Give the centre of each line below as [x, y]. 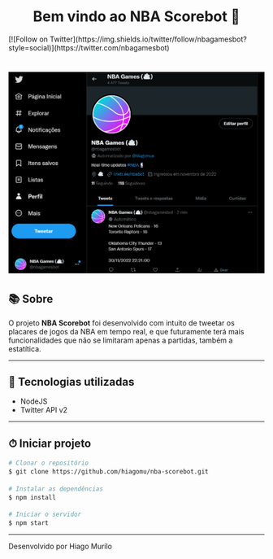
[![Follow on [28, 39]
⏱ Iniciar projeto [50, 443]
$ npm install [32, 497]
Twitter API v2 [43, 410]
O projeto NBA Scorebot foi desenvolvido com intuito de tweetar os [122, 323]
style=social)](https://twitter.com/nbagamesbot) [89, 47]
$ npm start [28, 523]
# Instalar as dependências [56, 489]
